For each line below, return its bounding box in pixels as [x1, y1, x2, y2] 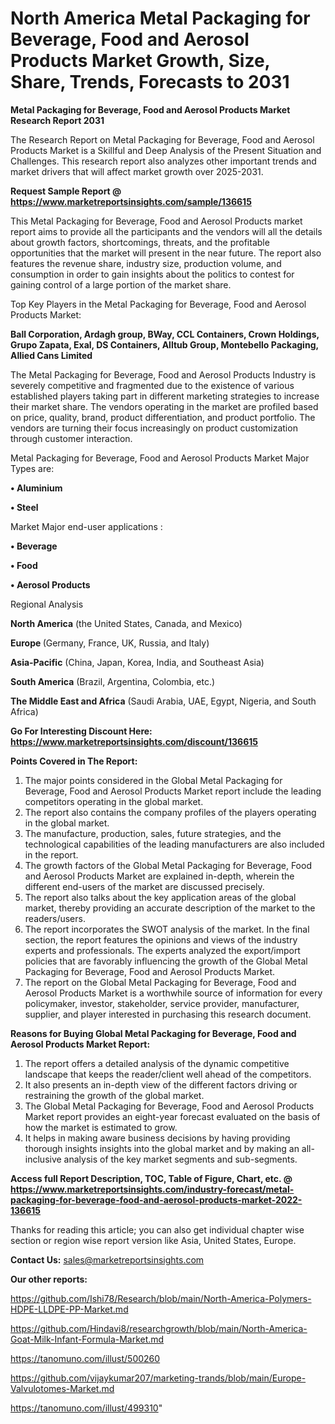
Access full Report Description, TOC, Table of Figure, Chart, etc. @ [10, 1172, 293, 1184]
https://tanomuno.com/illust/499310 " [10, 1402, 163, 1414]
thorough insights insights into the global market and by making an [24, 1142, 300, 1154]
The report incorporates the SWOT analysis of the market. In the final [24, 923, 310, 935]
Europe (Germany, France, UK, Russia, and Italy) [10, 637, 210, 649]
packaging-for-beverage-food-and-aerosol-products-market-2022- [10, 1193, 303, 1206]
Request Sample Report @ [10, 185, 122, 197]
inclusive [24, 1153, 62, 1165]
